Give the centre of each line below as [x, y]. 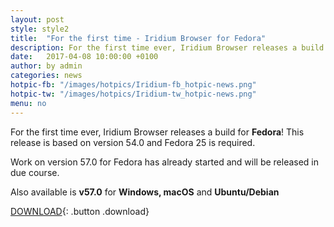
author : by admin [46, 66]
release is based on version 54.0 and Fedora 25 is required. [133, 142]
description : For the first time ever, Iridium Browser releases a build [167, 47]
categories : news [46, 76]
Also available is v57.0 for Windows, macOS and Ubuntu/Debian [145, 192]
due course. [35, 172]
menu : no [28, 103]
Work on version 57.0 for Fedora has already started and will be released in [165, 162]
